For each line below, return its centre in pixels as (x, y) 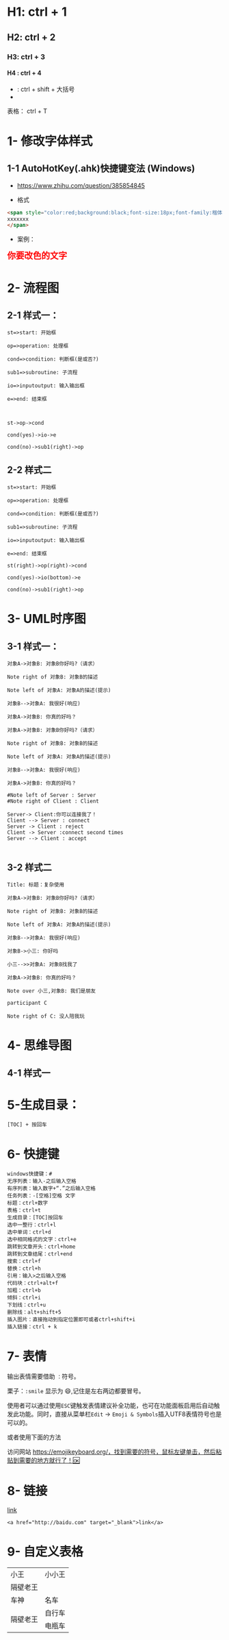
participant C (27, 1003)
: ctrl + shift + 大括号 (46, 89)
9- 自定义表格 (45, 1552)
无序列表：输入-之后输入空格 (42, 1182)
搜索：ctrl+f (24, 1262)
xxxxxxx (18, 219)
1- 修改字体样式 (50, 141)
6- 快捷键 (33, 1154)
